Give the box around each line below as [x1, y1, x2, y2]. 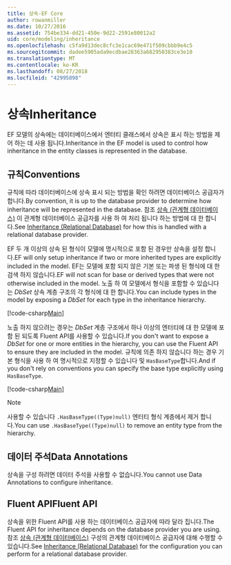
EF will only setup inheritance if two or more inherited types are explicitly [14, 253, 221, 262]
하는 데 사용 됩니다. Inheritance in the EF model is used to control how [14, 139, 208, 147]
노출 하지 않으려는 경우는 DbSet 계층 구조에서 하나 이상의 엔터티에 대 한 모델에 [7, 323, 217, 332]
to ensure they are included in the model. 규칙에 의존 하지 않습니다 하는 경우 [7, 348, 217, 356]
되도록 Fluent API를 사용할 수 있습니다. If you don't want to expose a [21, 332, 209, 341]
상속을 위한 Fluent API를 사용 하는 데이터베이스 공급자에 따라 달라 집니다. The [7, 517, 214, 526]
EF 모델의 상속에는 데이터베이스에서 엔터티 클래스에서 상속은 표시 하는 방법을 [7, 131, 214, 139]
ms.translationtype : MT [7, 55, 76, 62]
